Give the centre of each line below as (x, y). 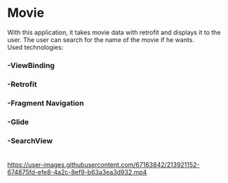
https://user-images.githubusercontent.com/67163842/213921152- (103, 164)
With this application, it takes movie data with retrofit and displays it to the (114, 32)
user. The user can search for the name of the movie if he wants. (101, 39)
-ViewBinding (31, 65)
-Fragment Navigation (46, 103)
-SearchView (30, 140)
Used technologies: (35, 47)
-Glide (18, 122)
